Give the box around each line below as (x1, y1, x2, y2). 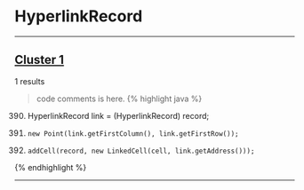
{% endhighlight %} (14, 162, 87, 172)
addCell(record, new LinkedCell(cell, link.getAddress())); (27, 146, 255, 155)
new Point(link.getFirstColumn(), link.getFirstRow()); (27, 129, 239, 139)
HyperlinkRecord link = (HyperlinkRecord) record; (27, 110, 210, 121)
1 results (14, 75, 45, 86)
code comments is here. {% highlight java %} (36, 93, 203, 104)
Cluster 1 (14, 52, 65, 67)
